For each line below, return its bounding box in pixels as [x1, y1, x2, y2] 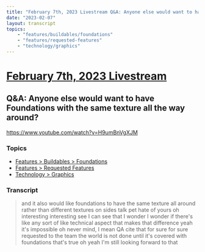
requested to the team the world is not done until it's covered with [21, 232, 187, 240]
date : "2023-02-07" [6, 15, 56, 21]
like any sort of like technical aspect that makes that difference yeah [21, 219, 193, 226]
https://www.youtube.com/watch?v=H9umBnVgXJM [6, 129, 138, 136]
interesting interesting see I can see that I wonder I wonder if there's [21, 213, 193, 220]
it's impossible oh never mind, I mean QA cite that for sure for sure [21, 226, 189, 233]
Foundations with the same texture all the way [6, 103, 185, 113]
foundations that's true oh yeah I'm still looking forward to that [21, 239, 178, 246]
